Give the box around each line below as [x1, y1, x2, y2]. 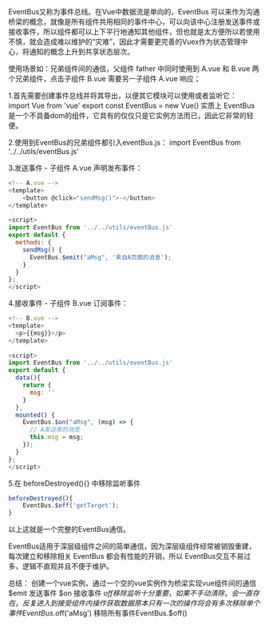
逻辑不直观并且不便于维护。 [22, 561, 113, 571]
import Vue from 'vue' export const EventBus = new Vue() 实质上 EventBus [8, 101, 255, 110]
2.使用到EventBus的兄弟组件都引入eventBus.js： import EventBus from [8, 138, 241, 147]
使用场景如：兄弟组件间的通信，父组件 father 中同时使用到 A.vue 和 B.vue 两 [8, 64, 259, 73]
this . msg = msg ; [29, 434, 84, 442]
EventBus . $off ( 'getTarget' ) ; [22, 501, 120, 509]
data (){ [15, 374, 42, 382]
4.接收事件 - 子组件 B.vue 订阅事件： [8, 299, 129, 308]
